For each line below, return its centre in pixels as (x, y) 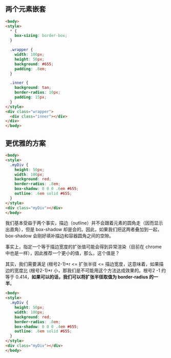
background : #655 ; (34, 64)
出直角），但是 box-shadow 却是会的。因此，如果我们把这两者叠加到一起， (84, 230)
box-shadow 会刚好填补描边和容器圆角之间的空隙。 (60, 236)
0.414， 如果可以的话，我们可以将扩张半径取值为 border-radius (82, 277)
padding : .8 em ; (31, 69)
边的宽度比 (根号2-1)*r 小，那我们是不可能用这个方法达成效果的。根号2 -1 (83, 271)
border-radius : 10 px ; (37, 92)
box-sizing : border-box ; (41, 36)
